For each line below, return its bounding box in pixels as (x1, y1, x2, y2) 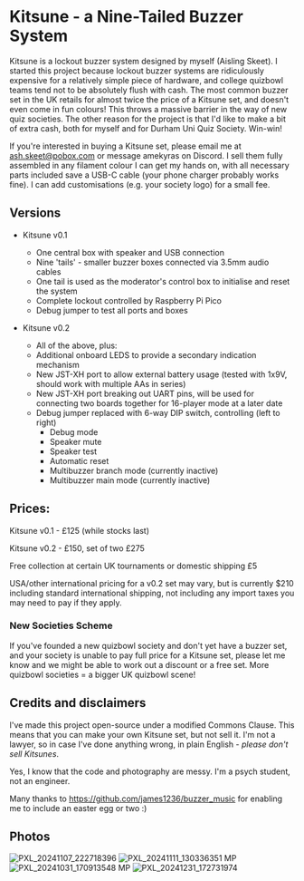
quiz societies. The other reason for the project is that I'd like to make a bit (9, 113, 287, 124)
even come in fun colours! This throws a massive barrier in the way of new (9, 103, 288, 114)
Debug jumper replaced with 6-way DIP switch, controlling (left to (35, 407, 280, 418)
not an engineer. (9, 775, 71, 786)
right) (35, 417, 57, 428)
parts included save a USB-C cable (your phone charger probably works (9, 169, 280, 180)
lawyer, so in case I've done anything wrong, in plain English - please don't (9, 739, 289, 750)
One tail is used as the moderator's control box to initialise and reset (35, 276, 290, 286)
